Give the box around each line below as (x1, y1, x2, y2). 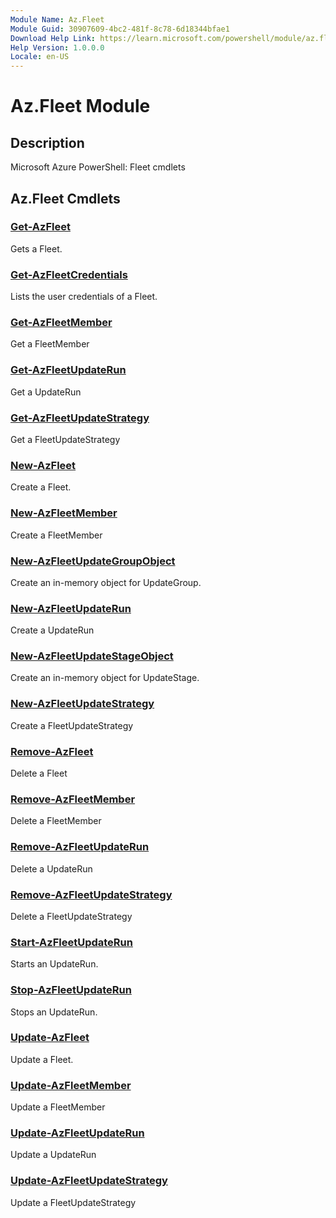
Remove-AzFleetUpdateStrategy (10, 887, 173, 901)
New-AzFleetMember (10, 506, 118, 520)
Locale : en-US (10, 52, 70, 62)
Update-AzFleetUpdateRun (10, 1126, 145, 1140)
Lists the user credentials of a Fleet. (10, 291, 158, 303)
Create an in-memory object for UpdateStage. (10, 672, 200, 684)
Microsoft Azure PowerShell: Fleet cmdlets (10, 161, 186, 173)
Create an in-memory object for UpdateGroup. (10, 576, 202, 588)
